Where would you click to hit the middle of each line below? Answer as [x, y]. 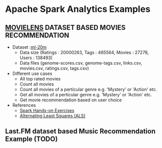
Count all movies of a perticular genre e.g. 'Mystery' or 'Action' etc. [88, 89]
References [24, 105]
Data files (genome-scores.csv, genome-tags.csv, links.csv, [81, 63]
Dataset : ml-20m [29, 47]
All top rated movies [40, 79]
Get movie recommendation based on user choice [71, 100]
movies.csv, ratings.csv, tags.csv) [54, 68]
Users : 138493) [36, 58]
